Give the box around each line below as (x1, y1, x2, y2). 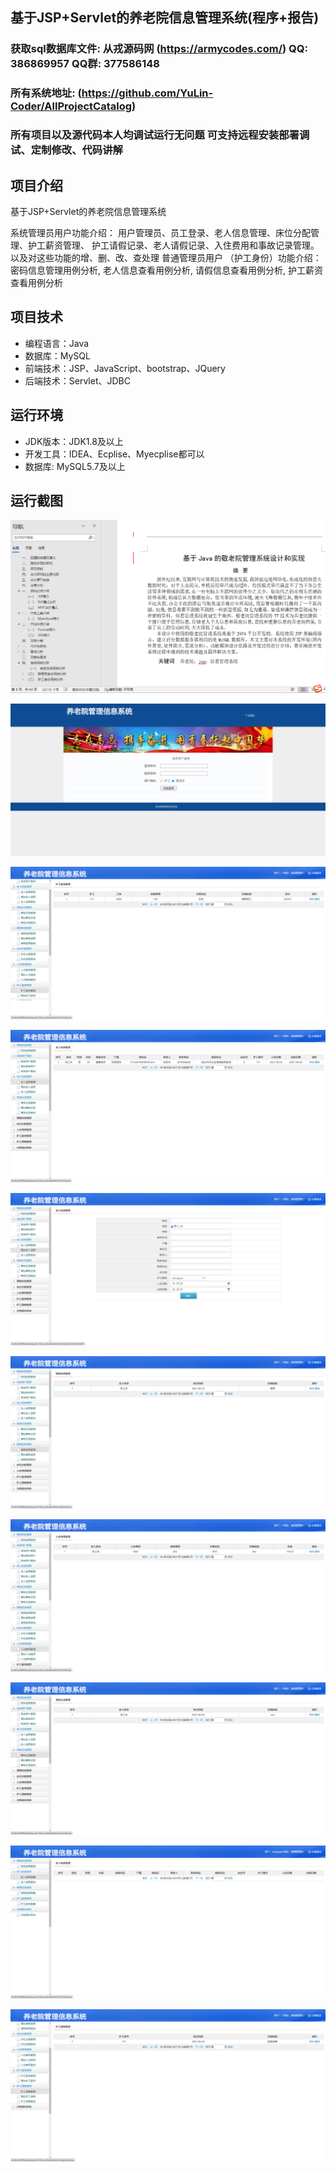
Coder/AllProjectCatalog (10, 99, 133, 113)
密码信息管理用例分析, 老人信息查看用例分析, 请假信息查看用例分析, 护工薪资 (10, 264, 323, 276)
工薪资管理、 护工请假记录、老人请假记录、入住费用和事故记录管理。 (36, 239, 320, 251)
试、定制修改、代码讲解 (10, 143, 123, 157)
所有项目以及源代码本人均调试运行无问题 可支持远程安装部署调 (10, 128, 310, 142)
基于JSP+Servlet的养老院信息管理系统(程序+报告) (10, 9, 320, 27)
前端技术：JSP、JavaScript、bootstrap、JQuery (24, 362, 226, 374)
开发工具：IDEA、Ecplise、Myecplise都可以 (24, 448, 205, 460)
